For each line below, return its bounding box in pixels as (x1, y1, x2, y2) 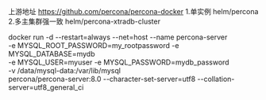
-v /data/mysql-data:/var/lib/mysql (8, 66, 121, 75)
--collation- (197, 74, 235, 83)
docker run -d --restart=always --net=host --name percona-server (8, 32, 228, 42)
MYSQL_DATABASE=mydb (8, 50, 95, 58)
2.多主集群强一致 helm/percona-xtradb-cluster (8, 17, 161, 26)
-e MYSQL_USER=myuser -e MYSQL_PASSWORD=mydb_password (8, 57, 229, 67)
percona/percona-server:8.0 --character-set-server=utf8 (8, 74, 196, 83)
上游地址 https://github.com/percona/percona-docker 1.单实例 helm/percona (8, 7, 259, 16)
